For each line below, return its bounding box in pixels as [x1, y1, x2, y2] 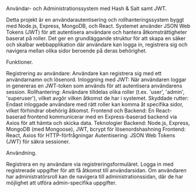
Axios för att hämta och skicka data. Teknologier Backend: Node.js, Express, [6, 120, 190, 126]
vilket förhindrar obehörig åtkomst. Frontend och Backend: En [6, 107, 155, 114]
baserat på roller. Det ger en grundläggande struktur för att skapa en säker [6, 35, 186, 41]
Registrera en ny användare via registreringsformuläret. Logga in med [6, 160, 174, 167]
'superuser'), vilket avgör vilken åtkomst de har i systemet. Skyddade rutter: [6, 95, 189, 102]
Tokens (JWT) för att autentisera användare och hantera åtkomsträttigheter [6, 29, 187, 36]
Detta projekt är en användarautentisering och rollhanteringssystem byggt [6, 16, 184, 23]
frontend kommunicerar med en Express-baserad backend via [27, 113, 177, 120]
